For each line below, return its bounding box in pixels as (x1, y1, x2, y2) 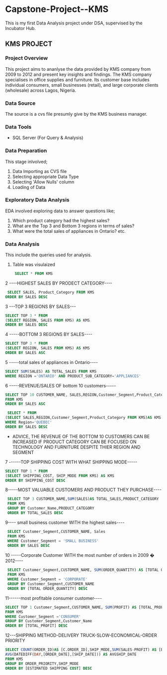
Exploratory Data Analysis (5, 196, 70, 203)
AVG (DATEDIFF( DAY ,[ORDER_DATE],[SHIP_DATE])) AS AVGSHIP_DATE (5, 652, 137, 657)
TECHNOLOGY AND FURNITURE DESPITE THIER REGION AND (12, 444, 141, 450)
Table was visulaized (12, 262, 56, 268)
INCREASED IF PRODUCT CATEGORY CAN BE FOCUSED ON (12, 439, 137, 445)
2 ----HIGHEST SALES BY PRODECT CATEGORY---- (5, 280, 113, 286)
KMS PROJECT (5, 40, 53, 48)
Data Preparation (5, 147, 47, 154)
